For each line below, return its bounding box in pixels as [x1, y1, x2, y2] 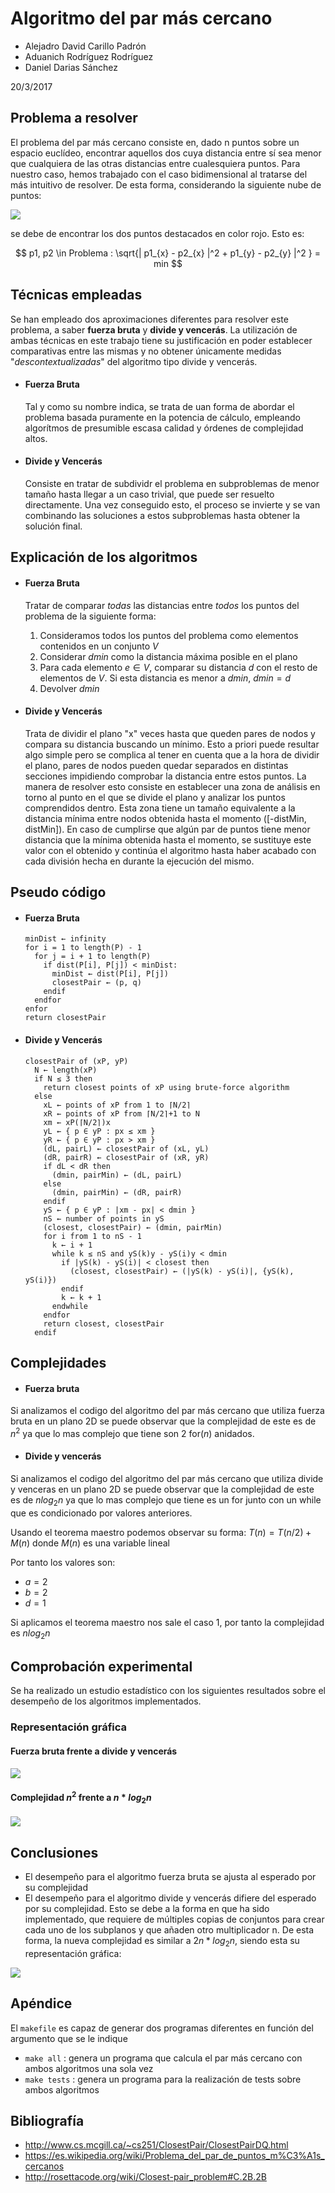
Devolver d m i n [39, 682, 100, 694]
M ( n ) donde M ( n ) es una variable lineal [10, 1537, 170, 1549]
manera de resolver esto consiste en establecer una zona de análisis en [24, 780, 321, 792]
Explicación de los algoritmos [10, 549, 198, 566]
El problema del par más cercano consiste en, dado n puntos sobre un [10, 136, 300, 148]
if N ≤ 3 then [34, 1073, 93, 1084]
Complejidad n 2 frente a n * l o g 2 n [10, 1790, 152, 1806]
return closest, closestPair [43, 1318, 165, 1329]
